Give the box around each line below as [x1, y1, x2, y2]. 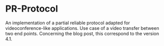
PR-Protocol [5, 3, 58, 15]
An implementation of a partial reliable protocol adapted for [5, 20, 130, 26]
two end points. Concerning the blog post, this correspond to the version [5, 30, 159, 36]
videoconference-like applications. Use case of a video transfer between [5, 25, 159, 31]
